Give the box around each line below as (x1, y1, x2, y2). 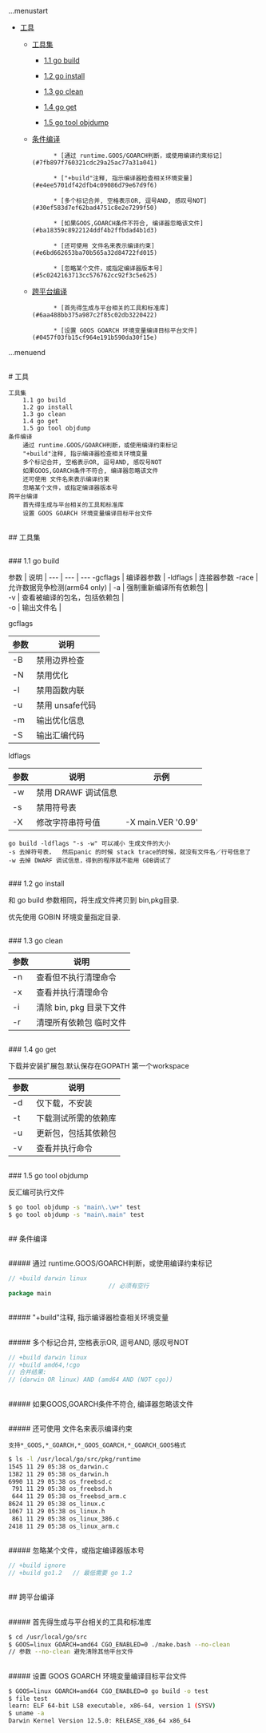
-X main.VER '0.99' (125, 817, 198, 828)
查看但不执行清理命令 (36, 972, 117, 983)
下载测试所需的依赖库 (36, 1113, 117, 1124)
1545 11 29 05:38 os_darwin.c (8, 1462, 109, 1471)
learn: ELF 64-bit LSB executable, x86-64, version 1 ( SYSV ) (8, 1702, 216, 1710)
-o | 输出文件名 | (8, 603, 62, 612)
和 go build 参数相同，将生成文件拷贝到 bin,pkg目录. (8, 895, 180, 904)
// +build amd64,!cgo (8, 1361, 81, 1369)
